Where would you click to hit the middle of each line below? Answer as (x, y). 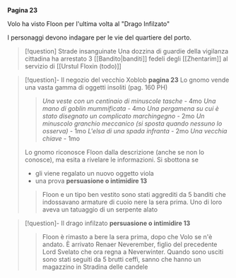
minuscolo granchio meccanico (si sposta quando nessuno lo (132, 123)
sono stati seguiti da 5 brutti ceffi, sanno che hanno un (122, 259)
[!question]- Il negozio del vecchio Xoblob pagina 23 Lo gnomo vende (127, 80)
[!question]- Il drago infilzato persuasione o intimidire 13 (107, 223)
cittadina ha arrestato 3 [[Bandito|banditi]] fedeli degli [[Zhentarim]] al (126, 59)
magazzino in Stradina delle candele (95, 267)
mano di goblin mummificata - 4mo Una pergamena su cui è (130, 108)
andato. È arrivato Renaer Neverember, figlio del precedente (130, 244)
